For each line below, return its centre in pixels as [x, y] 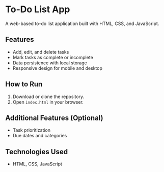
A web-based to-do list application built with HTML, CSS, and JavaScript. [82, 23]
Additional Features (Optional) [54, 118]
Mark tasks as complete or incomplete [53, 57]
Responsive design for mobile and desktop [58, 68]
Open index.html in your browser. [48, 102]
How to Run [24, 84]
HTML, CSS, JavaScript [37, 164]
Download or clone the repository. [48, 96]
